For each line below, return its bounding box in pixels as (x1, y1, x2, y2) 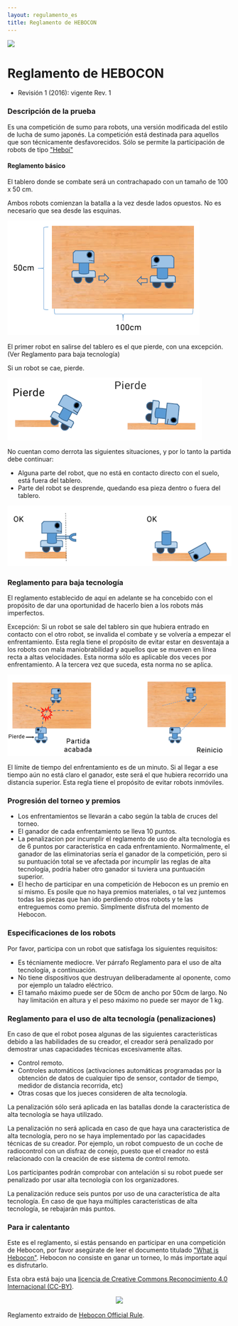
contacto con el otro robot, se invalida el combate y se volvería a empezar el (7, 630, 231, 639)
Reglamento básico (7, 161, 66, 170)
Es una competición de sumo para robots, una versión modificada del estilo (7, 122, 228, 131)
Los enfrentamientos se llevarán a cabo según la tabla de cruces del (17, 812, 218, 821)
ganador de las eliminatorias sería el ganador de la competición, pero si (17, 850, 227, 859)
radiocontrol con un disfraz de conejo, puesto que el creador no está (7, 1147, 209, 1155)
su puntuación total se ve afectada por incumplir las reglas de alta (17, 857, 211, 866)
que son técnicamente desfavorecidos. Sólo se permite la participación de (7, 137, 225, 146)
